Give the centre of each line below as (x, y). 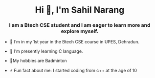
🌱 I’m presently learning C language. (46, 51)
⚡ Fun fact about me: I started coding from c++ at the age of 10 (73, 71)
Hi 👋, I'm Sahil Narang (80, 10)
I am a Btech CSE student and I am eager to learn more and (80, 25)
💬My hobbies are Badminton (38, 61)
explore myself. (80, 31)
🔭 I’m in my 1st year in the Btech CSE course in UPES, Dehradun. (74, 42)
